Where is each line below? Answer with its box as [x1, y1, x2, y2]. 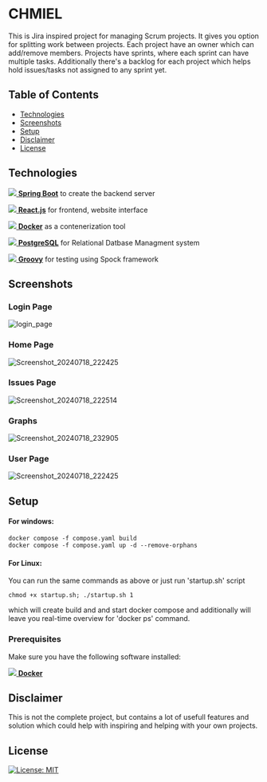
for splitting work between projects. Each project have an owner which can [8, 39, 254, 49]
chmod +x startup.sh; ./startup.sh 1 [8, 591, 134, 599]
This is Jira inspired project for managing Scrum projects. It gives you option [8, 31, 259, 41]
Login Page [8, 301, 53, 312]
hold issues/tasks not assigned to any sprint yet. [8, 65, 167, 74]
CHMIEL [8, 5, 63, 23]
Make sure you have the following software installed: [8, 651, 182, 662]
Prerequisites [8, 634, 61, 645]
